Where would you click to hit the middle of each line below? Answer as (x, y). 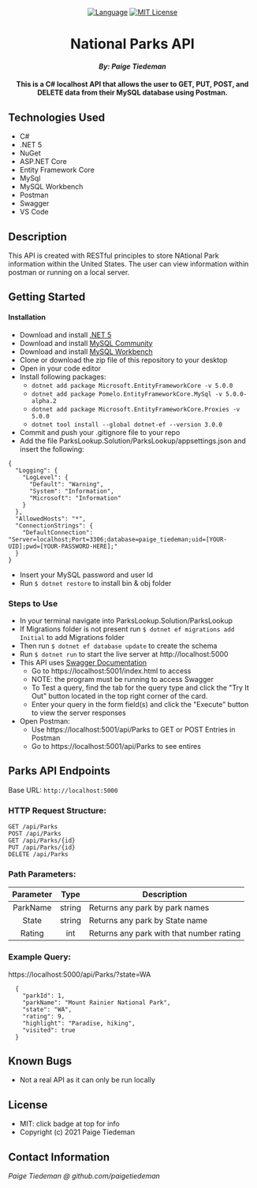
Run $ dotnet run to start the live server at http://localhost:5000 (124, 654)
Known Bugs (40, 1061)
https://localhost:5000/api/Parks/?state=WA (80, 974)
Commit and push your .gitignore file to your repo (100, 432)
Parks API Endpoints (59, 771)
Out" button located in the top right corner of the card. (119, 696)
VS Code (34, 212)
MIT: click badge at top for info (69, 1124)
